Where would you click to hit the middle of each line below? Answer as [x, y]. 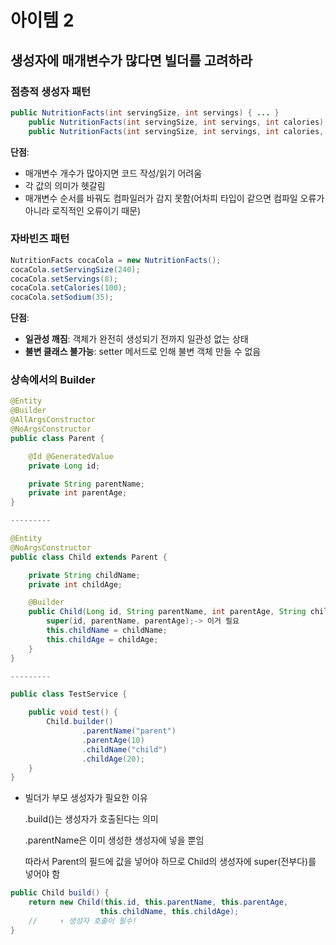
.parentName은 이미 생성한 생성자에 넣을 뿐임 [114, 840]
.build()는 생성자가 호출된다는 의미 [91, 819]
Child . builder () [80, 722]
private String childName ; [84, 575]
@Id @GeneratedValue [71, 456]
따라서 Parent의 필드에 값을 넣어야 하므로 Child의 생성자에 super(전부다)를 [170, 862]
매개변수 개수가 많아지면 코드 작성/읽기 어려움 [113, 173]
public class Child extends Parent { [89, 557]
